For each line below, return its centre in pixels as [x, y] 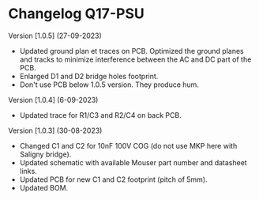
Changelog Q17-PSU [76, 14]
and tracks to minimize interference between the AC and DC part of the [135, 59]
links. [28, 171]
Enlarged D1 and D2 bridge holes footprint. [89, 76]
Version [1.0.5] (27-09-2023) [55, 36]
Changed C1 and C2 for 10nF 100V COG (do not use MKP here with [128, 145]
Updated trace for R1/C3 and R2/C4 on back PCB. [100, 115]
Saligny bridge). [45, 154]
